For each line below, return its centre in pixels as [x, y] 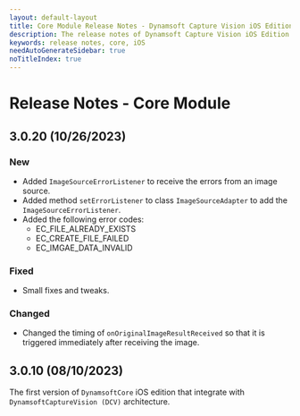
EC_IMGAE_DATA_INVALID [84, 248]
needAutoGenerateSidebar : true [67, 51]
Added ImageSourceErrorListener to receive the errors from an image [150, 181]
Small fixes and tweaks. [66, 291]
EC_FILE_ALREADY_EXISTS [86, 228]
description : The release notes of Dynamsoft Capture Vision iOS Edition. [151, 34]
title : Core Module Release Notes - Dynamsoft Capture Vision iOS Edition [151, 26]
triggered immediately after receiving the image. [111, 343]
